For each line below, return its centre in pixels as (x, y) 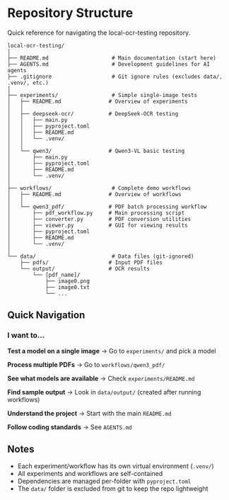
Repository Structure (70, 13)
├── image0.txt (67, 287)
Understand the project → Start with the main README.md (89, 413)
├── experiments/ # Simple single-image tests (102, 95)
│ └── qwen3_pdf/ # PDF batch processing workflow (107, 207)
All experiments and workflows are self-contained (90, 474)
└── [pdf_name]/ (57, 275)
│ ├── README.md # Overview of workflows (94, 194)
